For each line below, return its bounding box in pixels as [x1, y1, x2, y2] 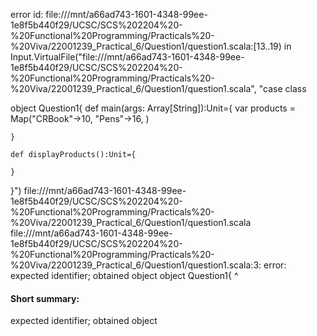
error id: [10, 9, 44, 20]
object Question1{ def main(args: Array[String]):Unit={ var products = [10, 102, 296, 114]
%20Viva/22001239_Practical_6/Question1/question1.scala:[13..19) [10, 40, 282, 52]
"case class [258, 83, 307, 94]
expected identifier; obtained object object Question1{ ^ [10, 270, 239, 281]
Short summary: [10, 292, 80, 304]
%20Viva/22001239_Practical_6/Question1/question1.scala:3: [10, 259, 262, 271]
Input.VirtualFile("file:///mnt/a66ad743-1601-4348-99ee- [10, 51, 245, 63]
